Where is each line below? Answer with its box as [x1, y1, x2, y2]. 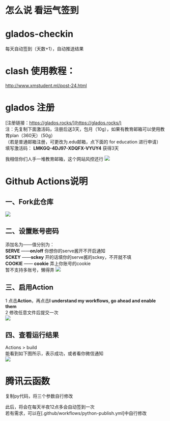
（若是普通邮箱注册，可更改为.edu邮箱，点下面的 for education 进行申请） [5, 139, 161, 145]
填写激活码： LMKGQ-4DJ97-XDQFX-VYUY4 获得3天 [5, 145, 119, 151]
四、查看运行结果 [5, 331, 59, 340]
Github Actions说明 [5, 176, 88, 187]
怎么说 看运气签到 [5, 5, 79, 16]
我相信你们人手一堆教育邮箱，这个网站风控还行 [5, 156, 103, 162]
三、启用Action [5, 283, 53, 292]
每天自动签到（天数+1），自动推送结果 [5, 46, 84, 52]
